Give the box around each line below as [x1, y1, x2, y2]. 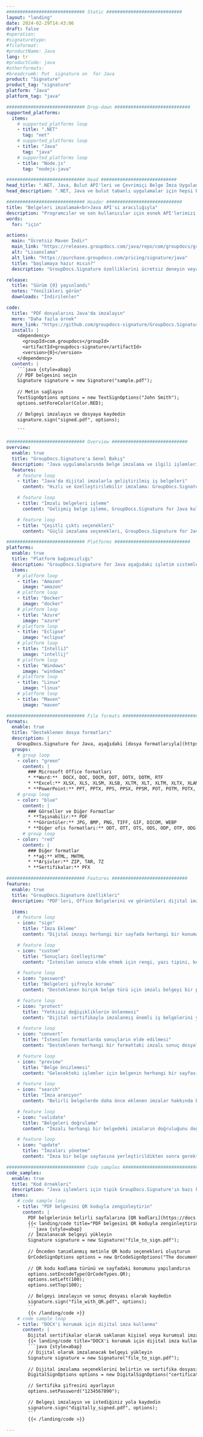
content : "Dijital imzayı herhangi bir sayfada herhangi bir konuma [22, 931, 199, 937]
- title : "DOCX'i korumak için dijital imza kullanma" [17, 1321, 158, 1327]
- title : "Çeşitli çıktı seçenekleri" [17, 522, 115, 529]
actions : [6, 232, 28, 239]
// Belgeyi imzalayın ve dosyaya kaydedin [17, 411, 126, 417]
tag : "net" [22, 132, 50, 138]
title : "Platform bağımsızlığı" [11, 556, 94, 562]
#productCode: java [6, 59, 56, 65]
